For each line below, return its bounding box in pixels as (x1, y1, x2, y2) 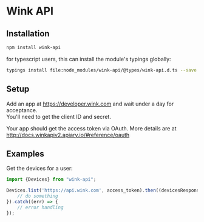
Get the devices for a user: (6, 165, 73, 172)
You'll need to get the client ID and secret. (6, 113, 111, 120)
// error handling (17, 204, 64, 210)
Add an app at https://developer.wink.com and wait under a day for (6, 100, 174, 107)
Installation (6, 29, 50, 39)
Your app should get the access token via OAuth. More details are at (6, 124, 177, 132)
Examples (6, 149, 44, 159)
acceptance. (6, 106, 38, 113)
